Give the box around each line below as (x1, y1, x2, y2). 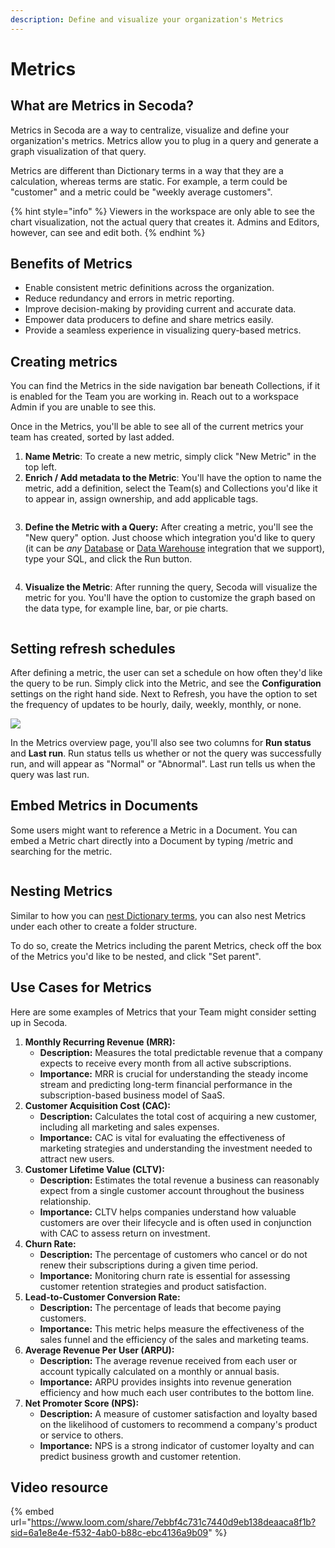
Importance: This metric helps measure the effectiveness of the (39, 1322, 305, 1335)
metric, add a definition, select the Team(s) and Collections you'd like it (24, 482, 318, 495)
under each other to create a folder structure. (10, 920, 197, 932)
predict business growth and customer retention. (39, 1450, 242, 1462)
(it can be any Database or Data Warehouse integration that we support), (24, 542, 325, 555)
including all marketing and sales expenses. (39, 1121, 220, 1133)
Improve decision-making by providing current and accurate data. (24, 303, 297, 315)
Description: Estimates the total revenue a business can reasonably (39, 1174, 320, 1186)
